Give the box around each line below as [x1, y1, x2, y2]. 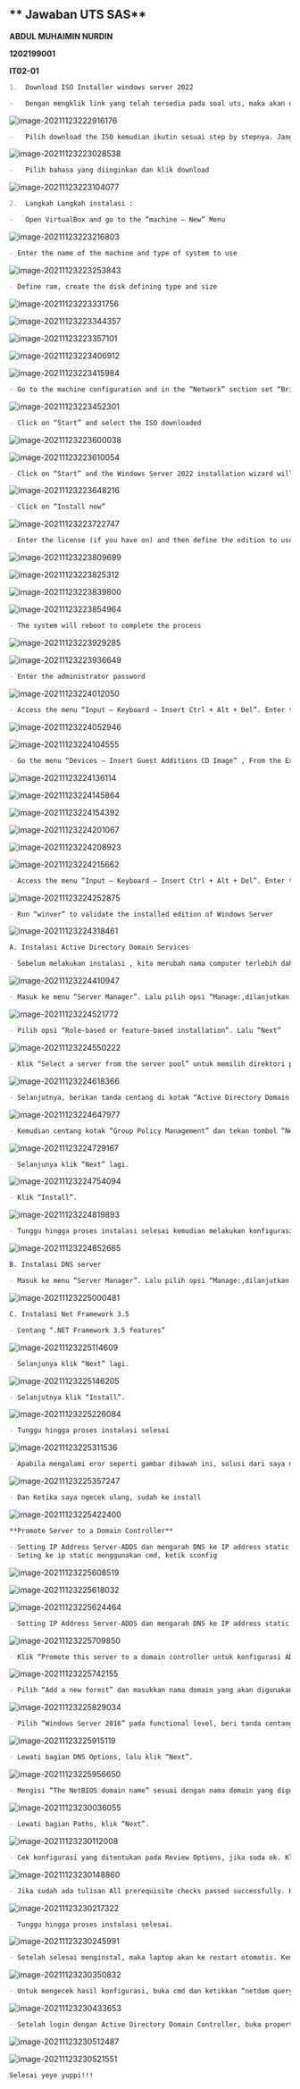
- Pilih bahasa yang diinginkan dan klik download [9, 165, 210, 175]
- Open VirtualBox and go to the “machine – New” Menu [9, 215, 226, 224]
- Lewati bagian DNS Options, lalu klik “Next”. [9, 1753, 194, 1762]
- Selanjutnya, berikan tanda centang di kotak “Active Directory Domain [9, 1093, 290, 1102]
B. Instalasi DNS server [9, 1260, 102, 1270]
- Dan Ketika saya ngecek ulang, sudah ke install [9, 1493, 202, 1502]
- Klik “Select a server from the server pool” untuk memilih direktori [9, 1059, 286, 1069]
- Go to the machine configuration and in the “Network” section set [9, 384, 274, 394]
